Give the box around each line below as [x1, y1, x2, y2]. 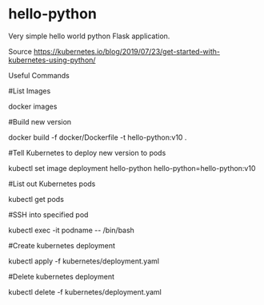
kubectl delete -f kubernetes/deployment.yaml [8, 287, 162, 296]
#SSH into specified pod [8, 209, 89, 220]
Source [8, 46, 32, 56]
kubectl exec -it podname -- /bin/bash [8, 225, 134, 235]
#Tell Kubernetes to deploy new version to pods [8, 148, 166, 157]
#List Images [8, 85, 51, 96]
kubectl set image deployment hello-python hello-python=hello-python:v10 [8, 163, 256, 172]
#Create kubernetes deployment [8, 240, 116, 250]
